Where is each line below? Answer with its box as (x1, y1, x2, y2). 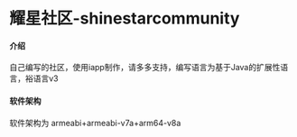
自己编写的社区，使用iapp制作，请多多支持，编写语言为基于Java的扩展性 (9, 62, 281, 73)
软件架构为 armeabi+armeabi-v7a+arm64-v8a (9, 117, 181, 128)
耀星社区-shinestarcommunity (9, 8, 240, 29)
